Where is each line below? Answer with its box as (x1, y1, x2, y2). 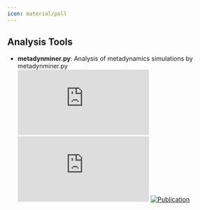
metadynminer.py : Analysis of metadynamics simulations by (17, 54, 194, 63)
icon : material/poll (7, 10, 68, 17)
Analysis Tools (7, 36, 73, 48)
